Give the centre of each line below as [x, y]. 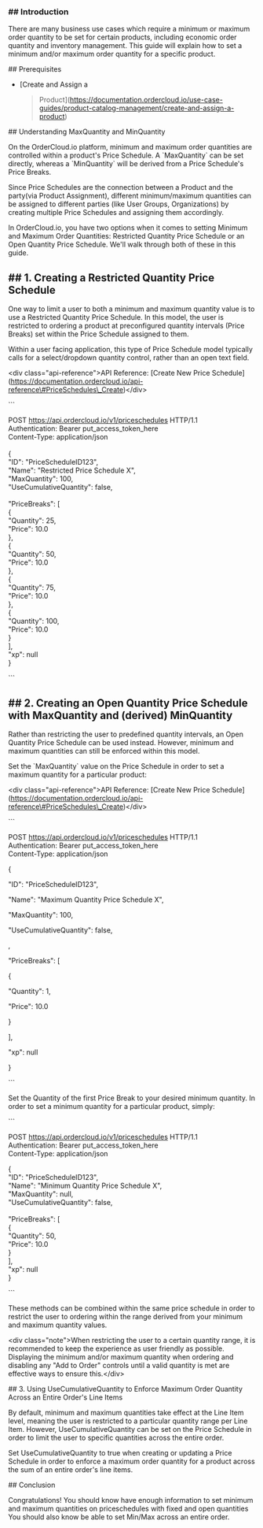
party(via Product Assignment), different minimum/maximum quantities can [130, 196]
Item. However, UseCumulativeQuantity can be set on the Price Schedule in [130, 1429]
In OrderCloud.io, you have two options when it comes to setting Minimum [128, 228]
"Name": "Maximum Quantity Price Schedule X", [86, 899]
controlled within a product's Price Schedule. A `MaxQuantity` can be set [126, 155]
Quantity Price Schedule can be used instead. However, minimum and [121, 742]
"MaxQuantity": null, [41, 1194]
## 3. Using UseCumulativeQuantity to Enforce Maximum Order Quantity [126, 1389]
